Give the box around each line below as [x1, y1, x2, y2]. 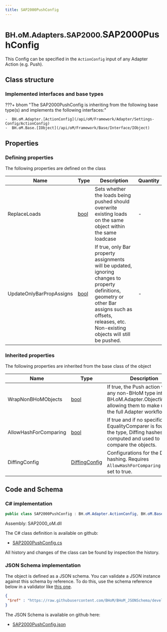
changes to [94, 275, 121, 282]
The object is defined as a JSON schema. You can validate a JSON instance [5, 573, 161, 579]
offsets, [94, 312, 113, 319]
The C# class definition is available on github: [5, 530, 98, 536]
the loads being [94, 191, 131, 198]
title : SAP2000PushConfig [5, 7, 59, 12]
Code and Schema [5, 485, 63, 493]
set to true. [107, 468, 133, 475]
